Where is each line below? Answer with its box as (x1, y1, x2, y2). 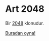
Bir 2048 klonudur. (5, 20, 44, 26)
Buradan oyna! (5, 30, 36, 36)
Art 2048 (5, 3, 44, 15)
